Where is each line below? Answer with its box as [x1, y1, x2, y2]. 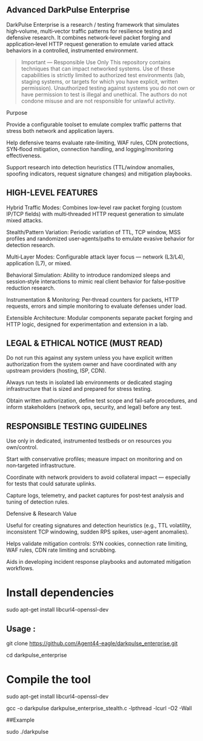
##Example [6, 716, 35, 723]
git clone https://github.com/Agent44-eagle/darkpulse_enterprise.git [6, 640, 178, 647]
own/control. [6, 444, 38, 451]
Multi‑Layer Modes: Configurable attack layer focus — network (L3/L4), [6, 253, 185, 260]
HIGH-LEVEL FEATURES [6, 188, 98, 198]
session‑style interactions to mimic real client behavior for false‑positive [6, 277, 186, 285]
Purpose [6, 109, 28, 116]
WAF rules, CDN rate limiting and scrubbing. [6, 546, 117, 554]
